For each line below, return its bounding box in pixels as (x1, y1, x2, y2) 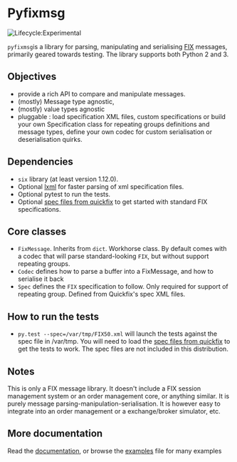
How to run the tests (7, 310, 100, 322)
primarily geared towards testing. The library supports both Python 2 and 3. (7, 50, 229, 58)
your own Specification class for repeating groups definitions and (17, 120, 210, 128)
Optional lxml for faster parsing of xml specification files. (17, 182, 184, 190)
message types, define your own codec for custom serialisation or (17, 127, 212, 136)
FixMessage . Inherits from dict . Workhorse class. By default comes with (17, 245, 227, 253)
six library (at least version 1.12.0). (17, 175, 119, 183)
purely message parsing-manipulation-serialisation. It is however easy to (7, 399, 221, 408)
